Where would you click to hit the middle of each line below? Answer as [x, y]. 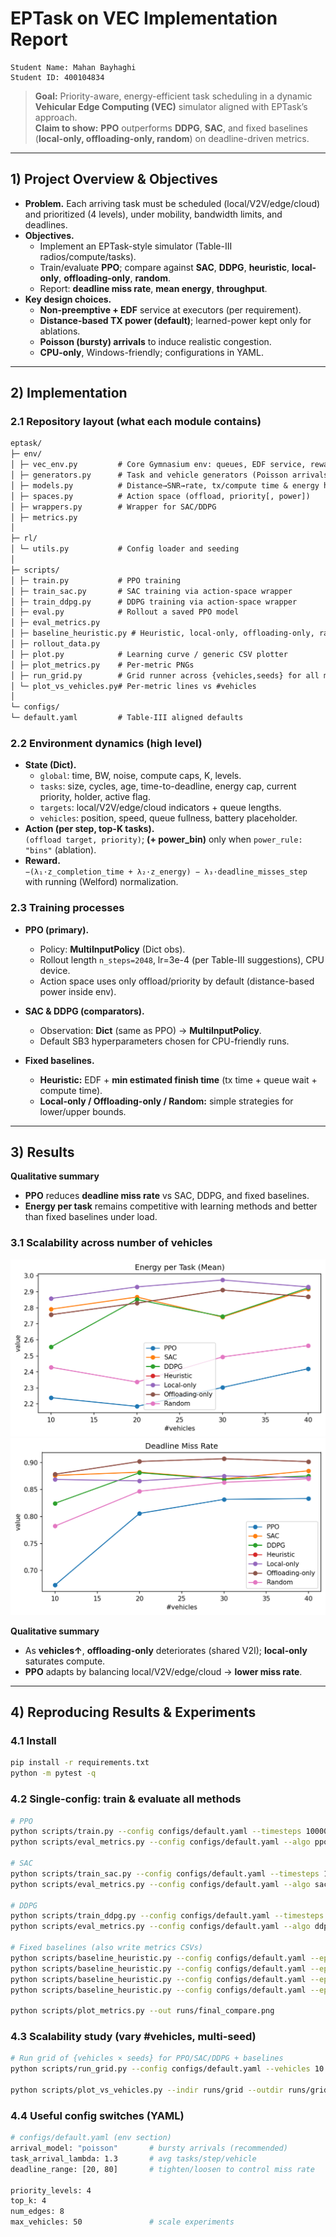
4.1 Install [33, 1741]
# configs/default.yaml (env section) [91, 2138]
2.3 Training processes [67, 908]
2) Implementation [69, 393]
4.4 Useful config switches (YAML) [97, 2115]
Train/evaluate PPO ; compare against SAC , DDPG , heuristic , [164, 267]
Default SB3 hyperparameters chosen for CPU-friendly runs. [164, 1041]
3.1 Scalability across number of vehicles [111, 1243]
